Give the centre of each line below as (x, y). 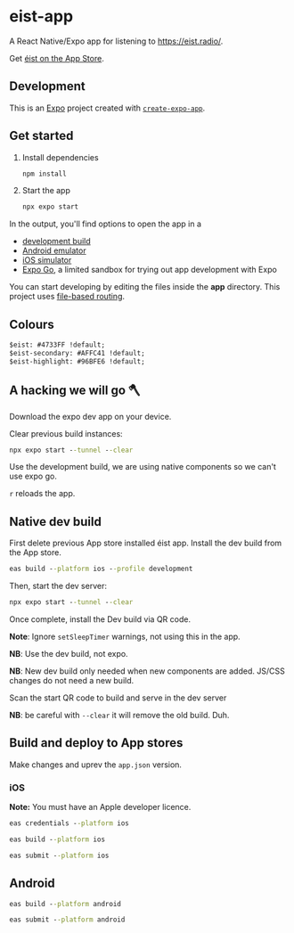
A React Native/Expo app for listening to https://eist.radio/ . (116, 41)
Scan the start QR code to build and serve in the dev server (118, 698)
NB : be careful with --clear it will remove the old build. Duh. (119, 715)
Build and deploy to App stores (96, 743)
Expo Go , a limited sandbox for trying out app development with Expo (150, 270)
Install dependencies (61, 157)
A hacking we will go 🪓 (75, 391)
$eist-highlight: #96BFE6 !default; (77, 361)
